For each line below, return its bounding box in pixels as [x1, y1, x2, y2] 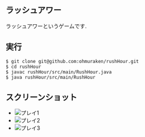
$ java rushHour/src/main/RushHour [5, 74, 96, 80]
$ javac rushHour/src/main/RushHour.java [5, 68, 112, 75]
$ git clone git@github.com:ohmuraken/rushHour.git [5, 58, 139, 64]
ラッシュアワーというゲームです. [5, 22, 87, 30]
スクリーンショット [5, 92, 77, 102]
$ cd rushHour [5, 64, 42, 70]
